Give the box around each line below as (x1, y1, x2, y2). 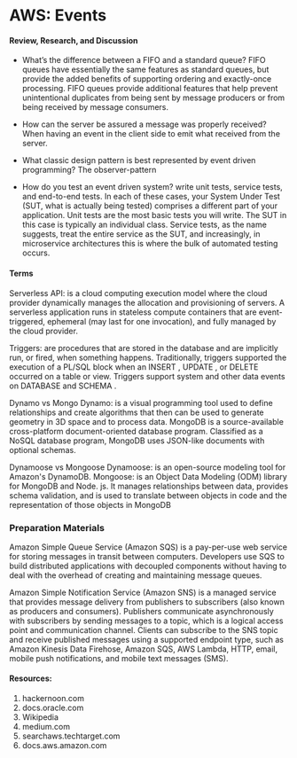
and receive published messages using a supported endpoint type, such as (9, 634, 284, 645)
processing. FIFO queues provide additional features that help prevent (21, 83, 278, 94)
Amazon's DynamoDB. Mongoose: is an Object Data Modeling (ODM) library (9, 471, 288, 481)
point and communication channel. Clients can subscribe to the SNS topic (9, 624, 278, 635)
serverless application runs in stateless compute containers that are (9, 307, 257, 317)
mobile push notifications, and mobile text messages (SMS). (9, 653, 229, 663)
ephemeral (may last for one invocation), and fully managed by (47, 316, 277, 326)
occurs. (21, 247, 51, 258)
